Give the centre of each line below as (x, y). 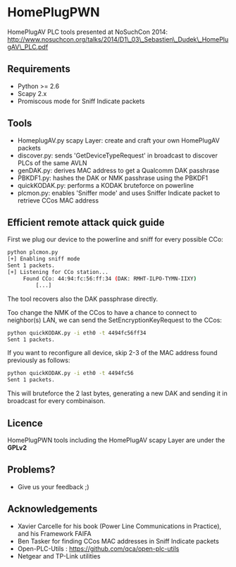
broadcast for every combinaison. (56, 401)
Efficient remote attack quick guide (86, 222)
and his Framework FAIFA (54, 533)
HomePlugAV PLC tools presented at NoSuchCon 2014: (87, 32)
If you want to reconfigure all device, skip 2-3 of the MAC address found (112, 353)
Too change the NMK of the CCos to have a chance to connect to (102, 312)
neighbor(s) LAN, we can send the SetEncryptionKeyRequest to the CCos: (114, 320)
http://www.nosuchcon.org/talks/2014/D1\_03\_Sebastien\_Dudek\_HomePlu (118, 39)
